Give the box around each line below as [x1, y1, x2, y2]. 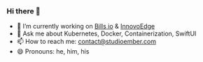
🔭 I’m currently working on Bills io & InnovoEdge [16, 22, 155, 31]
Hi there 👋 [6, 6, 41, 16]
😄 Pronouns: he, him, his [16, 47, 90, 56]
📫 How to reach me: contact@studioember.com [16, 38, 157, 46]
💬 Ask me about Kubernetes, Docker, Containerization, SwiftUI [16, 29, 197, 38]
